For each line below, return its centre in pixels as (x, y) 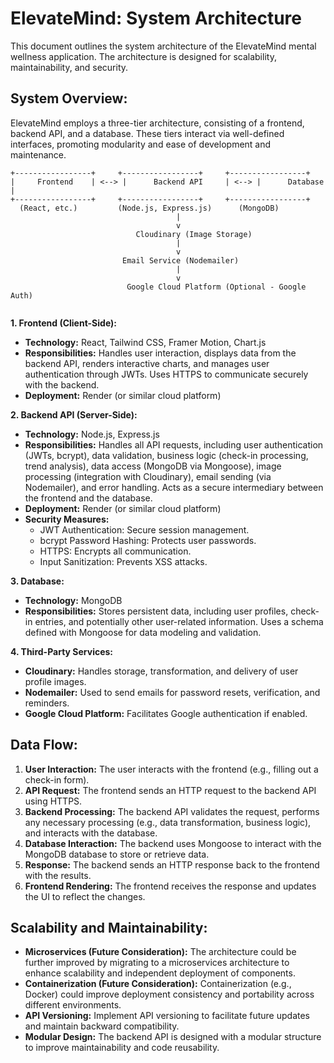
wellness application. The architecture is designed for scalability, (143, 56)
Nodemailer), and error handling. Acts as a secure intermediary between (174, 487)
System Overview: (69, 98)
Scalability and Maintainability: (109, 927)
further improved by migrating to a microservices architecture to (157, 963)
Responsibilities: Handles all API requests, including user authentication (174, 444)
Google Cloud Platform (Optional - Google (216, 287)
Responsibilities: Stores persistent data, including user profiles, (156, 611)
